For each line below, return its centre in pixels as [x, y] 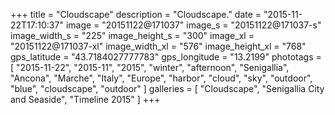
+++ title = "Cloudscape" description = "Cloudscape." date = [136, 14]
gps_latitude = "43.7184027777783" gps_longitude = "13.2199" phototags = [166, 57]
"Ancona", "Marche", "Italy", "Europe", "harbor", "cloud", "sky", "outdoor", [161, 78]
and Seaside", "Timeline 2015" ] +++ [85, 99]
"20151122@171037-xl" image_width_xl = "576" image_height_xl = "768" [158, 46]
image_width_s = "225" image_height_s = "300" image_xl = [132, 35]
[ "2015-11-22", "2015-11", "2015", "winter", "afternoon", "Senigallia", [150, 67]
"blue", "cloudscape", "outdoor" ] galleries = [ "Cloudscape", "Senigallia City [167, 88]
